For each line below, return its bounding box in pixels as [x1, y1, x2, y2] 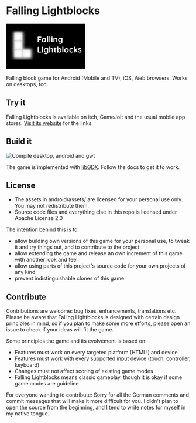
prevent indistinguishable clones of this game [14, 275, 125, 282]
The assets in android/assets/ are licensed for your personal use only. [14, 196, 183, 203]
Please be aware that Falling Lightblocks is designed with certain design [6, 314, 180, 321]
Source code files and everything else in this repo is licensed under [14, 208, 177, 215]
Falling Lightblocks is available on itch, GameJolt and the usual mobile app [6, 113, 185, 120]
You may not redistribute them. [14, 202, 90, 209]
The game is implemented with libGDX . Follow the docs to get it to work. [6, 163, 180, 171]
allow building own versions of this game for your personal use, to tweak [14, 238, 190, 245]
